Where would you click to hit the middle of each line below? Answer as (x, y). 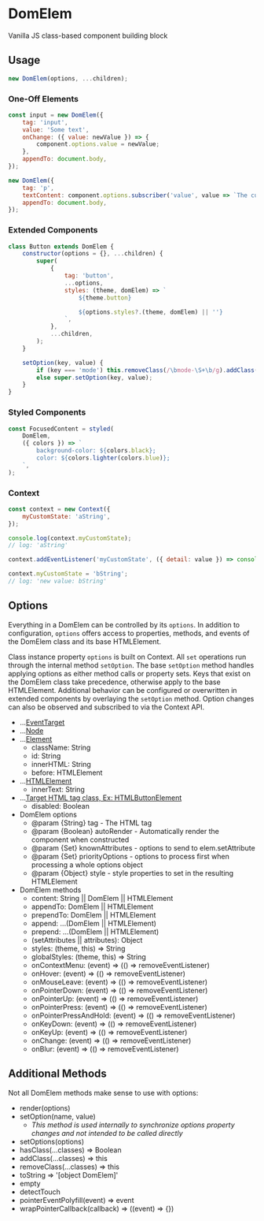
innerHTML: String (61, 764)
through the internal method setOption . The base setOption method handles (131, 665)
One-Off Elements (44, 99)
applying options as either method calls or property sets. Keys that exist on (130, 673)
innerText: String (58, 789)
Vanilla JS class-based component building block (88, 35)
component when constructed (80, 839)
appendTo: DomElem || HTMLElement (92, 906)
